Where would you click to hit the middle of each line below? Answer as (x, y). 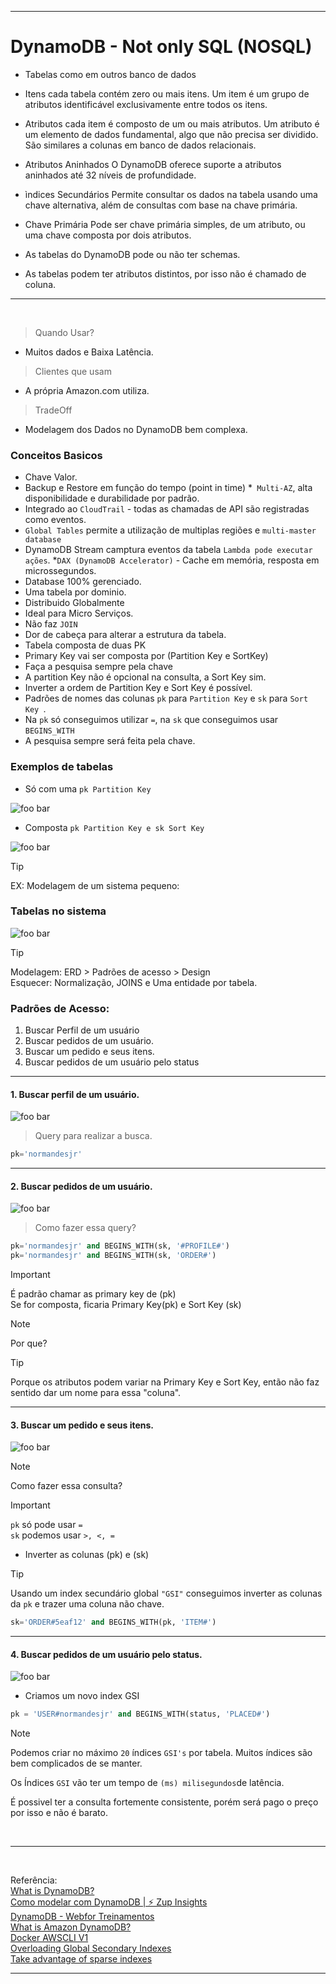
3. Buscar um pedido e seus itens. (82, 1425)
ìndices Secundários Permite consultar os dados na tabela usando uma (171, 194)
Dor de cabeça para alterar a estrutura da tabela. (125, 635)
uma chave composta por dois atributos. (108, 235)
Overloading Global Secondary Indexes (91, 1948)
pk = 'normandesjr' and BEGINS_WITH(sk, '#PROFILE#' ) (120, 1246)
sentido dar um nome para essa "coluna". (96, 1393)
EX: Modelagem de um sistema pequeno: (95, 885)
